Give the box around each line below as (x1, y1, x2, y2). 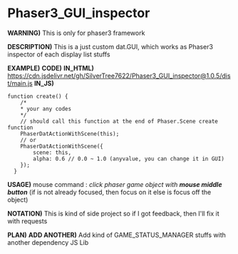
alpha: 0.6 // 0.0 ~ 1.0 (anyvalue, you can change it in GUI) (33, 155, 224, 162)
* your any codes (20, 105, 72, 112)
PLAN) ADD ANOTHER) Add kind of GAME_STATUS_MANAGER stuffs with (7, 230, 226, 239)
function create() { (7, 93, 69, 100)
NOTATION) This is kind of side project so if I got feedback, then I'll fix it (7, 209, 219, 218)
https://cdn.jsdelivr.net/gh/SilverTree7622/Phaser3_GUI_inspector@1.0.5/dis (7, 71, 231, 80)
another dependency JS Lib (7, 238, 89, 247)
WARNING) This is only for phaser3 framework (7, 29, 145, 37)
